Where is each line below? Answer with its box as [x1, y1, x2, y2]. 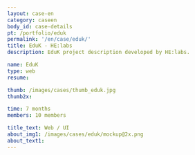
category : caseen [7, 17, 57, 24]
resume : [7, 74, 30, 81]
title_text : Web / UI [7, 125, 70, 131]
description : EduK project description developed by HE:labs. [7, 49, 190, 56]
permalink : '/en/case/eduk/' [7, 36, 91, 43]
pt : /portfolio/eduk [7, 29, 67, 37]
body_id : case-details [7, 23, 73, 30]
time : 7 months [7, 105, 51, 113]
